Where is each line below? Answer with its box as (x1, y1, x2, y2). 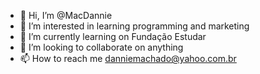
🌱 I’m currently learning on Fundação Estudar (19, 31, 207, 42)
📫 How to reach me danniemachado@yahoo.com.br (19, 53, 237, 64)
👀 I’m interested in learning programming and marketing (19, 20, 250, 32)
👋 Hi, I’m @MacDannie (19, 10, 113, 21)
